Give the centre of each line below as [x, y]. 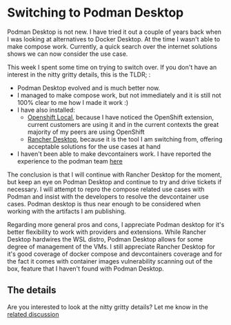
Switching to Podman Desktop [96, 13]
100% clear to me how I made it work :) [73, 102]
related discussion [33, 314]
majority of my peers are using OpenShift [86, 132]
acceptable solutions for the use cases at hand [94, 146]
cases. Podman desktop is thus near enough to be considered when [104, 204]
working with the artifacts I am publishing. [67, 211]
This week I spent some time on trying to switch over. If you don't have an [112, 67]
